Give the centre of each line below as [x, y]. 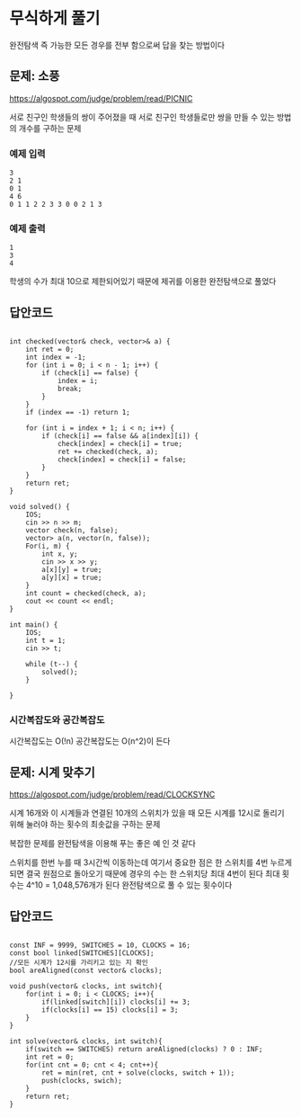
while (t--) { [52, 665]
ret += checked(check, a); [108, 452]
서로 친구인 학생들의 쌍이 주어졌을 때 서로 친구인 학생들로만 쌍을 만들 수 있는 [142, 117]
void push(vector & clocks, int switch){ [86, 987]
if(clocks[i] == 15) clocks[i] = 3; [110, 1010]
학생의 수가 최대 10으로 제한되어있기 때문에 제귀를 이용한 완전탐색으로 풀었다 [143, 281]
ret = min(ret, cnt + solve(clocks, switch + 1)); [138, 1073]
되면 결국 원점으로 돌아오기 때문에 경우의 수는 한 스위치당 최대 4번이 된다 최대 [145, 874]
